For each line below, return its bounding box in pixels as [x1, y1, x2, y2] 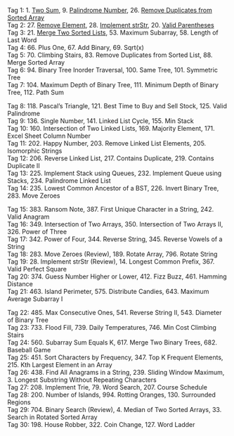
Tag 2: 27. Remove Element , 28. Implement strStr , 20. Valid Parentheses [7, 21, 214, 29]
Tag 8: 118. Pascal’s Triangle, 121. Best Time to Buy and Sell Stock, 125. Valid [7, 102, 227, 110]
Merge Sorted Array [7, 58, 65, 66]
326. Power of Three [7, 228, 67, 236]
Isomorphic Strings [7, 147, 63, 155]
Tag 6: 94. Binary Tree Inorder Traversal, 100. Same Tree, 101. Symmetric [7, 66, 218, 74]
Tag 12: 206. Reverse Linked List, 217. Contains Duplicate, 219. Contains [7, 154, 214, 162]
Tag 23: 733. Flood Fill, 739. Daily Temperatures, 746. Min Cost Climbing [7, 323, 216, 331]
